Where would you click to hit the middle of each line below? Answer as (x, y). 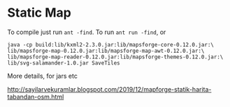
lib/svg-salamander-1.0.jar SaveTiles (64, 63)
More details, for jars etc (43, 76)
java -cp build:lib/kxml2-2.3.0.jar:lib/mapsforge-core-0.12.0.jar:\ (111, 44)
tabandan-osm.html (36, 97)
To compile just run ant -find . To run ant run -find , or (87, 32)
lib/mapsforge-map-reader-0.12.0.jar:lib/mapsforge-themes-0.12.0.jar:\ (115, 57)
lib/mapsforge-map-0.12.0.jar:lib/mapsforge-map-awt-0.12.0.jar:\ (106, 51)
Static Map (39, 13)
